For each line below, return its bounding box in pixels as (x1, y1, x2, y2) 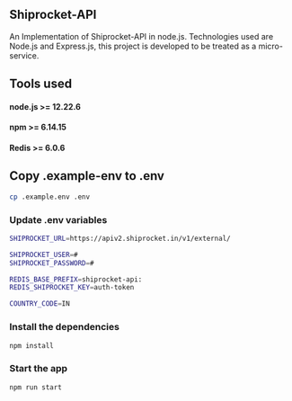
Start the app (9, 362, 68, 375)
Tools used (9, 76, 73, 92)
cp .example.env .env (9, 192, 91, 201)
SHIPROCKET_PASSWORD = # (9, 258, 94, 268)
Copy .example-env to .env (9, 168, 164, 183)
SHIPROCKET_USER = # (9, 250, 78, 259)
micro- (258, 40, 283, 51)
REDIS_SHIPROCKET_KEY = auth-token (9, 283, 135, 292)
